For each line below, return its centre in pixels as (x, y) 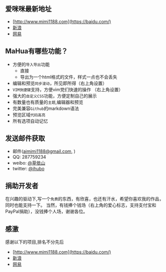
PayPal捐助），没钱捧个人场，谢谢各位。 (47, 212)
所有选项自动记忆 (30, 121)
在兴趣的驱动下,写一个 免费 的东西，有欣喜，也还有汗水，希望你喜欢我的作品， (85, 199)
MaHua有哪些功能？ (36, 51)
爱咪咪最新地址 (28, 9)
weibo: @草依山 (29, 163)
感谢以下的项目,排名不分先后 (35, 242)
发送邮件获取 (25, 138)
